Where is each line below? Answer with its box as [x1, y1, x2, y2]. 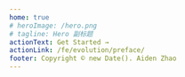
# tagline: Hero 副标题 [9, 29, 93, 38]
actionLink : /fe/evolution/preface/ [9, 46, 145, 55]
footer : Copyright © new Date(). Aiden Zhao [9, 54, 177, 63]
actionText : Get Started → [9, 37, 109, 47]
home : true [9, 12, 50, 22]
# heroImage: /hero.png [9, 21, 98, 30]
